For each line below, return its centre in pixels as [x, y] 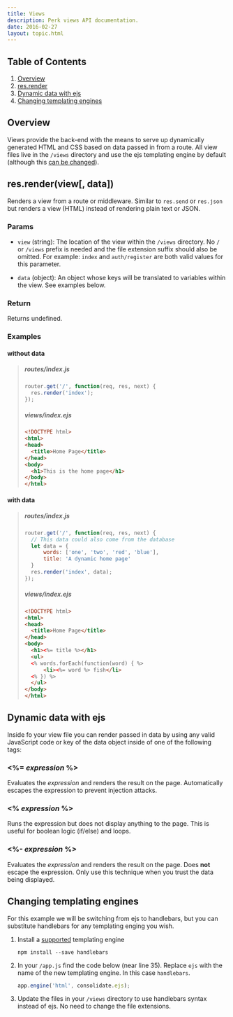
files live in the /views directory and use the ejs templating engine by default [117, 154]
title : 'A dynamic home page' [87, 559]
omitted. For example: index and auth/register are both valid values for [120, 256]
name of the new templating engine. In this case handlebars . [104, 973]
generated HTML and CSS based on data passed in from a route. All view [112, 147]
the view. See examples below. [61, 285]
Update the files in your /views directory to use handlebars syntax [112, 999]
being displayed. [31, 879]
